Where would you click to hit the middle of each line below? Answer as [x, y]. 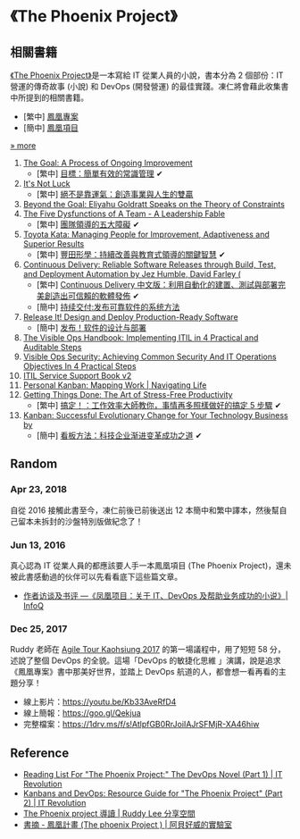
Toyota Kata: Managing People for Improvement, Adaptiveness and [146, 234]
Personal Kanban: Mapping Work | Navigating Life [115, 385]
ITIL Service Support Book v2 [77, 376]
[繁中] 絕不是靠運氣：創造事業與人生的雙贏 [115, 194]
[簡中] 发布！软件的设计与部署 [91, 327]
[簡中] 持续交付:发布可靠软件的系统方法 [108, 307]
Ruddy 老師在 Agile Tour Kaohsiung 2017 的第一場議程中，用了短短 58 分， [148, 650]
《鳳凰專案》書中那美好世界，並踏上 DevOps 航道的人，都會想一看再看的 [145, 672]
